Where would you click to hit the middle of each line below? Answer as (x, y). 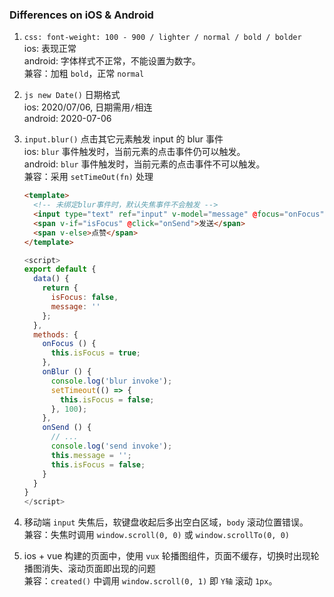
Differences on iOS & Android (81, 15)
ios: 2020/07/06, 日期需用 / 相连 (88, 107)
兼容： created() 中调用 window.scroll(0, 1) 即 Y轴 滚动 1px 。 (150, 581)
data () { (51, 279)
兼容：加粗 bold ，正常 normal (84, 74)
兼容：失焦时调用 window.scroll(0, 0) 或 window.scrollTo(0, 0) (156, 535)
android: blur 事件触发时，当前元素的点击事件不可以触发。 (144, 164)
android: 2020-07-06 (67, 119)
